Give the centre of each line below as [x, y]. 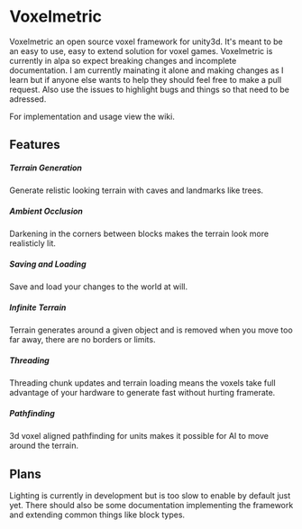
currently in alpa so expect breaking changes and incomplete [123, 60]
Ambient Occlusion [46, 211]
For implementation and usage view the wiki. [92, 116]
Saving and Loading [48, 264]
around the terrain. [44, 446]
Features [35, 145]
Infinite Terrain [38, 307]
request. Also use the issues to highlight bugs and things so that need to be [150, 89]
